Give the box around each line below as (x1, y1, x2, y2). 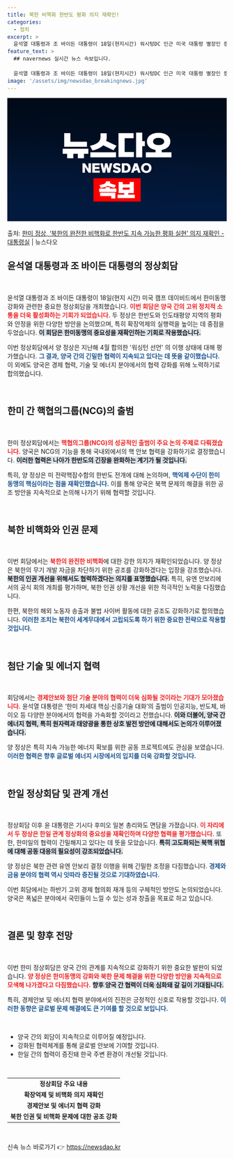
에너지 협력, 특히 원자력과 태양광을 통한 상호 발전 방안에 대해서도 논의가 (7, 720, 198, 728)
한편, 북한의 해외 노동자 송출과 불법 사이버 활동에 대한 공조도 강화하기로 (7, 607, 201, 615)
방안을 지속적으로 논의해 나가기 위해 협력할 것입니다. (14, 488, 156, 496)
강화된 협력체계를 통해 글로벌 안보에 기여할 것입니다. (17, 1041, 159, 1049)
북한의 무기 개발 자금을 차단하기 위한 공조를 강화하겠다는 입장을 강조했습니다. (14, 566, 223, 574)
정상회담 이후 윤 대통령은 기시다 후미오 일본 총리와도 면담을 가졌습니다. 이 (7, 821, 206, 829)
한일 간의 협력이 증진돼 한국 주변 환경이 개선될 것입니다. (17, 1049, 169, 1058)
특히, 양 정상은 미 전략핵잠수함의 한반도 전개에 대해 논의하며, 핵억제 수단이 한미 (7, 470, 221, 479)
